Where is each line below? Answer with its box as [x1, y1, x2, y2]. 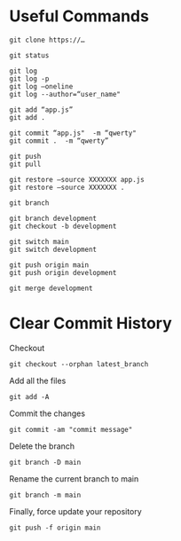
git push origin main [9, 260, 90, 270]
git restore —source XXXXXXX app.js [9, 175, 145, 184]
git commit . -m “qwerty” [9, 136, 109, 145]
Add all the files [9, 375, 67, 386]
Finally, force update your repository [9, 506, 142, 516]
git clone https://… [9, 35, 86, 44]
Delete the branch [9, 441, 75, 451]
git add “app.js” [9, 105, 74, 114]
